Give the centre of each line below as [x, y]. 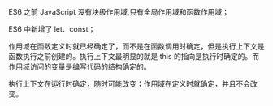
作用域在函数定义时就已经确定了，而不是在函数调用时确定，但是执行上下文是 [136, 46]
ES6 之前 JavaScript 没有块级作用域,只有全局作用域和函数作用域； [119, 12]
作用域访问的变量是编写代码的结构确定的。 [80, 66]
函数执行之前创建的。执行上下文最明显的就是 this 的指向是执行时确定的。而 [134, 56]
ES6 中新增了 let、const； [52, 29]
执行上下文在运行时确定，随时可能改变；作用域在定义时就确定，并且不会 [129, 84]
